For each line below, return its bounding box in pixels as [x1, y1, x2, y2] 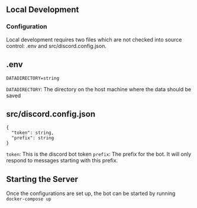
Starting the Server [6, 174, 79, 184]
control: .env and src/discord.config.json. [6, 42, 106, 49]
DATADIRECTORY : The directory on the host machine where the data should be [6, 85, 191, 92]
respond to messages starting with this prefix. [6, 157, 118, 164]
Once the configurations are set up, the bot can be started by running [6, 190, 176, 197]
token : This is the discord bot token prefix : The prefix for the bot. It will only [6, 151, 191, 158]
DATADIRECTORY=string [6, 75, 60, 81]
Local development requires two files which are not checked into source [6, 36, 182, 43]
